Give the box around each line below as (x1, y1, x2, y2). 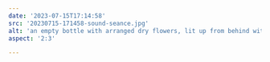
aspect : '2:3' (8, 34, 56, 43)
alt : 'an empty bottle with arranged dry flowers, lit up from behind (8, 27, 250, 35)
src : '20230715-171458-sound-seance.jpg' (8, 19, 149, 27)
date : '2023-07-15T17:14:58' (8, 11, 106, 20)
